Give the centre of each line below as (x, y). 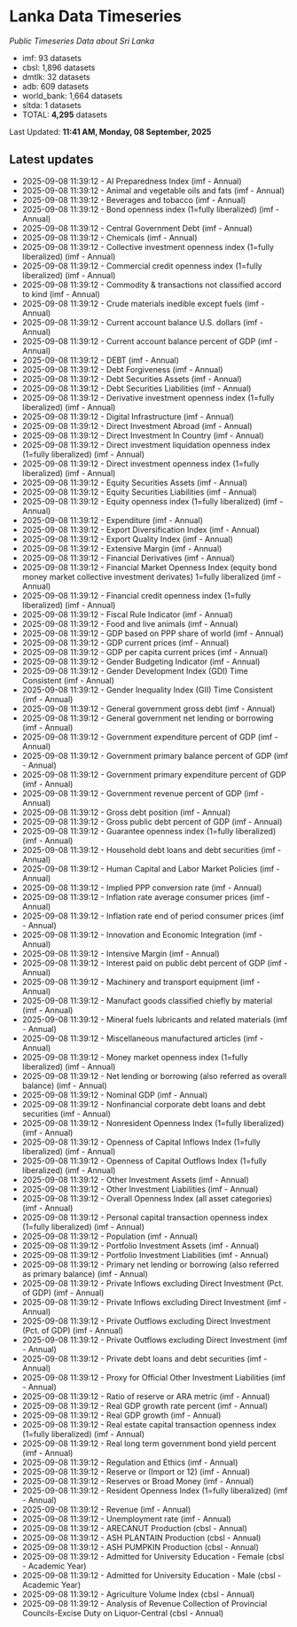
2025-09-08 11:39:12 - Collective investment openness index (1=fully (148, 246)
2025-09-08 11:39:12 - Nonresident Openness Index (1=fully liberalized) (153, 1122)
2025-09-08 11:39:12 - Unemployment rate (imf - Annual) (127, 1519)
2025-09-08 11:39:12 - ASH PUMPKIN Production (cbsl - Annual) (140, 1547)
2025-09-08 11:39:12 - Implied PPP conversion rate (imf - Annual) (142, 888)
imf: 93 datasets (52, 58)
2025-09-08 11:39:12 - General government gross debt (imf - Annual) (148, 708)
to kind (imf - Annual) (61, 293)
